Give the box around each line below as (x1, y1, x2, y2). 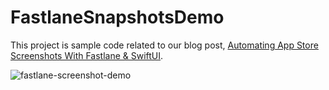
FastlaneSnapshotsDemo (10, 6, 225, 29)
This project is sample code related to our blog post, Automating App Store (10, 39, 319, 51)
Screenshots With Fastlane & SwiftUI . (10, 49, 164, 61)
